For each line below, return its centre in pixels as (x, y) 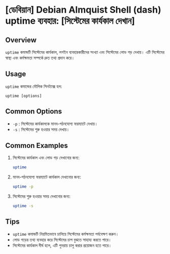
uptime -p (23, 187)
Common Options (34, 111)
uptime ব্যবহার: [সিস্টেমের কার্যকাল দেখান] (70, 21)
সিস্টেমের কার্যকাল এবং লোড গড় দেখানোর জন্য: (46, 158)
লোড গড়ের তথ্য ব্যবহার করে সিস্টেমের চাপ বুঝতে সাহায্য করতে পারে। (62, 239)
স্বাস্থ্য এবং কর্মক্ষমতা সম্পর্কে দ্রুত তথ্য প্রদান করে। (40, 58)
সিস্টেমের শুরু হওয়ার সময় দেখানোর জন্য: (42, 196)
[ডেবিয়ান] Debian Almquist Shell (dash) (83, 10)
